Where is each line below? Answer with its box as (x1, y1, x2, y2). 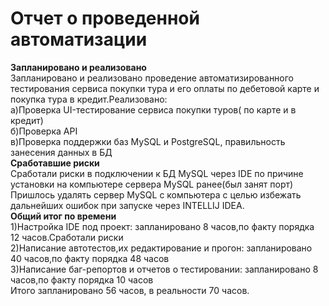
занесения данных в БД (10, 146, 113, 158)
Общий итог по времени (10, 210, 117, 222)
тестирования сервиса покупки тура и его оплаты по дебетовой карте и (10, 82, 320, 94)
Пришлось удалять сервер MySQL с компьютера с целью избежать (10, 188, 302, 201)
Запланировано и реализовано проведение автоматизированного (10, 72, 295, 84)
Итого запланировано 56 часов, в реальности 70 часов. (10, 284, 250, 296)
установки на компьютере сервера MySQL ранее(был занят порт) (10, 178, 294, 190)
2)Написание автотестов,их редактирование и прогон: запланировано (10, 242, 313, 254)
